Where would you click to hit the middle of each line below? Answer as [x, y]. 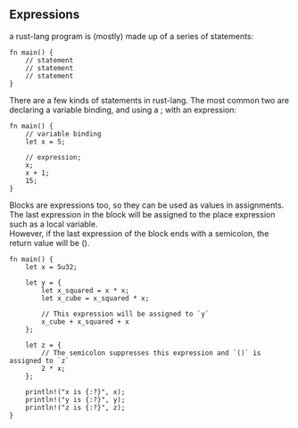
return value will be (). [50, 243]
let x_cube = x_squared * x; [95, 298]
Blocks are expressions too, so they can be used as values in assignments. [147, 205]
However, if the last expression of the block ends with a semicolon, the [139, 233]
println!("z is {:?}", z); [75, 407]
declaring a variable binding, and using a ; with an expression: [123, 110]
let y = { [44, 283]
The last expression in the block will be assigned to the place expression [142, 214]
